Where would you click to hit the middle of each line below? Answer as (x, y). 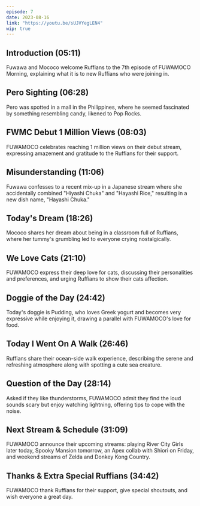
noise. (14, 411)
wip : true (19, 29)
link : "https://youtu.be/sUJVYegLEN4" (54, 23)
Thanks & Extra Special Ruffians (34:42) (83, 476)
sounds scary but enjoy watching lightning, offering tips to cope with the (96, 404)
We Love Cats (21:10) (46, 258)
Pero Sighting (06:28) (47, 93)
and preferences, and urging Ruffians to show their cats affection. (87, 279)
